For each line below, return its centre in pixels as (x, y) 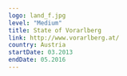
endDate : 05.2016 (37, 60)
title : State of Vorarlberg (55, 30)
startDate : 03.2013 (41, 52)
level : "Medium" (35, 23)
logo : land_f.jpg (37, 15)
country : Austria (37, 45)
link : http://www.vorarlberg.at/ (64, 38)
